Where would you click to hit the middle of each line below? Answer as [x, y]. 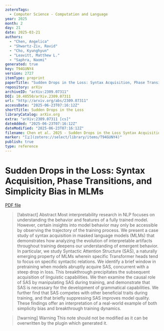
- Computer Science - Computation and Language [59, 14]
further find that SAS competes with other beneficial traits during [82, 293]
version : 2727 [20, 74]
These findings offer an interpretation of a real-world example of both [87, 303]
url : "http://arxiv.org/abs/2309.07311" [47, 101]
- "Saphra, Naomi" [28, 60]
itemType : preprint [25, 78]
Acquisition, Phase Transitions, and [79, 181]
